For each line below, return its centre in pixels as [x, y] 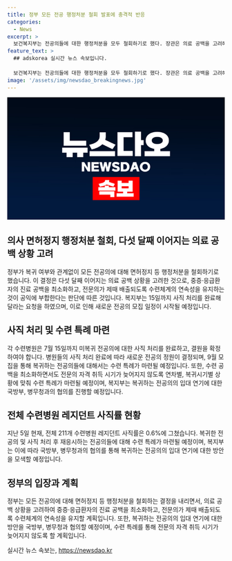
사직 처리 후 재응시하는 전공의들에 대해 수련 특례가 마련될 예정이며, [116, 442]
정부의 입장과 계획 [43, 483]
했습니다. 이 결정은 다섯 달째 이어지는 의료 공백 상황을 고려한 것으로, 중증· [105, 280]
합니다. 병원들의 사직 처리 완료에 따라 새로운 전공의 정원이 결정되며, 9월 [121, 357]
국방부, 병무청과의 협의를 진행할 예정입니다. [65, 392]
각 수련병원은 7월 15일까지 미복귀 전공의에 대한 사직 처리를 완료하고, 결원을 [108, 348]
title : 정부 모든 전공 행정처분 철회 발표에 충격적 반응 [76, 15]
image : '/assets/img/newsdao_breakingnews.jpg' [77, 80]
